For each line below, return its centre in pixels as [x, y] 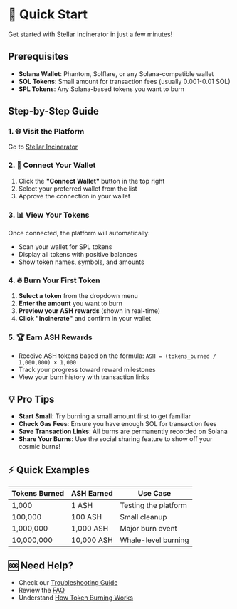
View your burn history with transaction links [84, 377]
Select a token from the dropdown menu [78, 296]
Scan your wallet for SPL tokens [65, 247]
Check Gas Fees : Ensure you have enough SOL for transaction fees [117, 424]
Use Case [154, 494]
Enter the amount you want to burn [70, 303]
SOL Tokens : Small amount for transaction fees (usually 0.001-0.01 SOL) [124, 81]
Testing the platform [154, 506]
